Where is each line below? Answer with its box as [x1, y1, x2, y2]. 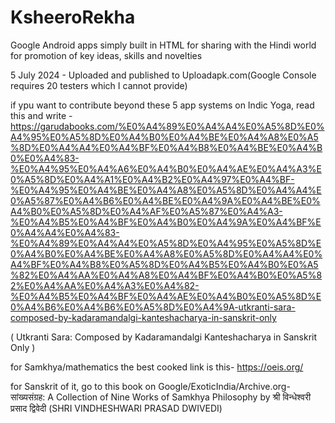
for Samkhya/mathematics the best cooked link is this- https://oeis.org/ [10, 361, 304, 373]
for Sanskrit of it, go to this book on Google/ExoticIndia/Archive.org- [10, 380, 291, 392]
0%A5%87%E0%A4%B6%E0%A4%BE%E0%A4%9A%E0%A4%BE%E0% [10, 194, 321, 206]
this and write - [10, 109, 73, 121]
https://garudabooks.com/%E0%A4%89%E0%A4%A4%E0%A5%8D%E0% [10, 120, 325, 132]
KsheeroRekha [10, 6, 136, 29]
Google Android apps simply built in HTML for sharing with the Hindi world [10, 39, 317, 51]
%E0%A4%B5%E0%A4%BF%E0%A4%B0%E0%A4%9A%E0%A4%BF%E [10, 216, 322, 228]
